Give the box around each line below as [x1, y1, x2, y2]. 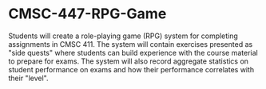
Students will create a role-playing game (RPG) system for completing [8, 31, 238, 41]
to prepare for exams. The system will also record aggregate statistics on [8, 56, 249, 66]
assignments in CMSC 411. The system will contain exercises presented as [8, 39, 253, 48]
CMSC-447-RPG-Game [8, 5, 167, 23]
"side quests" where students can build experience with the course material [8, 48, 258, 57]
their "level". [8, 73, 49, 83]
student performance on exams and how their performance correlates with [8, 64, 255, 74]
